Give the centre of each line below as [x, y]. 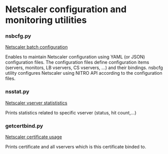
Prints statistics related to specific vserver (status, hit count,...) [71, 112]
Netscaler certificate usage [34, 137]
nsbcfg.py [18, 36]
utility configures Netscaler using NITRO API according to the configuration [84, 73]
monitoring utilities [46, 20]
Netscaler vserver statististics [36, 103]
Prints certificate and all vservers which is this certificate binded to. [76, 147]
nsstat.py [17, 91]
